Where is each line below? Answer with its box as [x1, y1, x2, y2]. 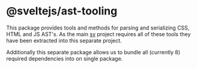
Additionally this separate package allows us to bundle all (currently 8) [6, 48, 181, 55]
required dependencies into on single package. [6, 55, 123, 62]
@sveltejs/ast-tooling [6, 4, 118, 18]
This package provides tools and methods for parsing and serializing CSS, [6, 24, 190, 31]
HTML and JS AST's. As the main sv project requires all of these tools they [6, 30, 191, 37]
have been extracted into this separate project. [6, 37, 122, 44]
